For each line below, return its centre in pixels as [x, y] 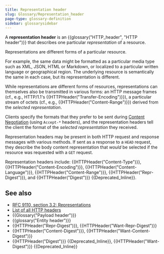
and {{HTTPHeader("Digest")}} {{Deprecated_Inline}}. [82, 178]
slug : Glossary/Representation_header [45, 14]
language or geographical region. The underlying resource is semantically [80, 72]
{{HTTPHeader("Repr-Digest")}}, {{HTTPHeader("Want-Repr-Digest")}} [84, 226]
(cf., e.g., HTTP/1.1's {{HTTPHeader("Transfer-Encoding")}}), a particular [78, 97]
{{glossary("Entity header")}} [41, 221]
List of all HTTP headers [36, 210]
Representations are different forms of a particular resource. [66, 52]
